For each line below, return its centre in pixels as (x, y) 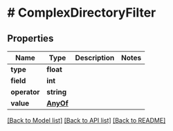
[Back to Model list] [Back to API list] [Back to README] (86, 120)
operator (25, 92)
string (57, 92)
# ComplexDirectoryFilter (82, 13)
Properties (30, 38)
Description (95, 58)
